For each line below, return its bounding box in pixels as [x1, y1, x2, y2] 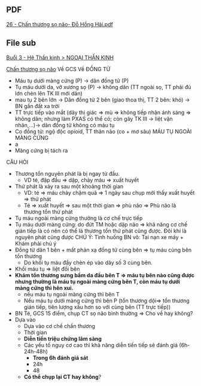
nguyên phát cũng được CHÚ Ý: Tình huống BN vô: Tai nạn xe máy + [14, 233, 184, 241]
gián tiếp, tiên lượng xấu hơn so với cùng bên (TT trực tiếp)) [23, 303, 171, 310]
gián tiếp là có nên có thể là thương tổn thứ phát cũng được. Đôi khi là [14, 227, 187, 234]
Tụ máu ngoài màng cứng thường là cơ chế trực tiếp [14, 215, 143, 222]
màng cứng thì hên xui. [14, 284, 74, 292]
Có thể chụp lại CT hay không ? [23, 373, 102, 380]
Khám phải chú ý [14, 240, 57, 247]
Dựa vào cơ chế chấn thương [23, 322, 96, 329]
